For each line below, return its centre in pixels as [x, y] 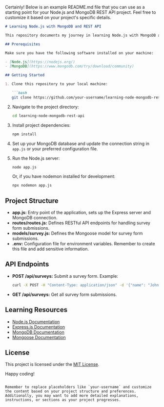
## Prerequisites [23, 44]
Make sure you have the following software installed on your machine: [79, 53]
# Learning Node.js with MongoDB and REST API [53, 26]
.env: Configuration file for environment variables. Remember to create [83, 244]
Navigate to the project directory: [45, 107]
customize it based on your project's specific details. [58, 17]
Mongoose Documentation [39, 337]
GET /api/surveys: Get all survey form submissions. [64, 294]
